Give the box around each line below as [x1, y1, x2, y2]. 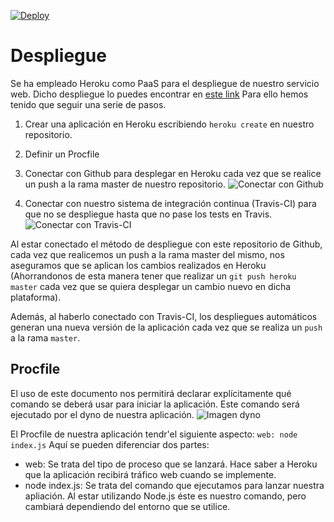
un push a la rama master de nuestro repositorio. [24, 178, 226, 190]
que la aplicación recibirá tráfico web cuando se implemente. [24, 468, 277, 480]
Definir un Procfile [24, 148, 100, 160]
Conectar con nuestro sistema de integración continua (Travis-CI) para [24, 197, 317, 209]
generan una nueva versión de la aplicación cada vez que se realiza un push [10, 321, 323, 333]
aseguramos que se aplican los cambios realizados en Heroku [10, 259, 267, 271]
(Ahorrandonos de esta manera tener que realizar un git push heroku [10, 270, 297, 282]
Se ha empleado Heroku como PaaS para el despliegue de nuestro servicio [10, 77, 320, 89]
